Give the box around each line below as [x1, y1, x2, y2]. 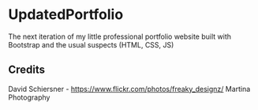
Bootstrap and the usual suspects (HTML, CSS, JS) [8, 40, 174, 49]
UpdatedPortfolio [8, 6, 124, 24]
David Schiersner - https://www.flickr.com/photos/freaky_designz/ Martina [8, 84, 251, 93]
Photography [8, 93, 50, 102]
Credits [8, 63, 46, 77]
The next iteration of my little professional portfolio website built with [8, 32, 231, 41]
